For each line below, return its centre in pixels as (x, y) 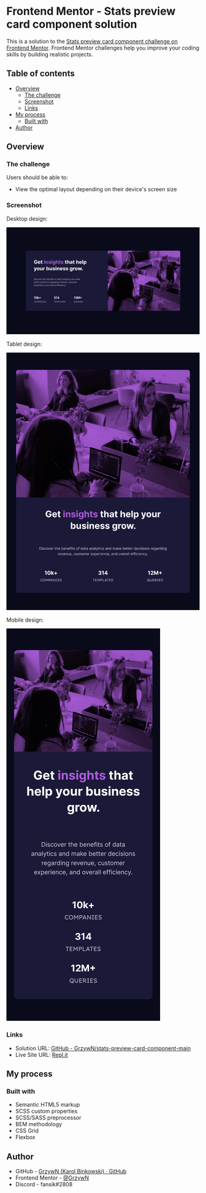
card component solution (72, 24)
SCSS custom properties (46, 1111)
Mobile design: (25, 620)
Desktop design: (27, 218)
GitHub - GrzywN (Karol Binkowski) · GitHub (71, 1172)
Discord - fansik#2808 (44, 1184)
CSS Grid (27, 1131)
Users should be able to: (37, 177)
